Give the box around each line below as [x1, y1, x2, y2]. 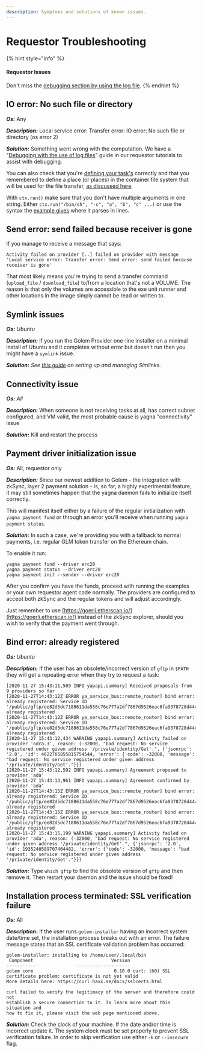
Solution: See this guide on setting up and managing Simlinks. [6, 362, 161, 369]
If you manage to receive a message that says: [6, 240, 122, 247]
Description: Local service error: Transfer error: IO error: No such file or [6, 127, 185, 134]
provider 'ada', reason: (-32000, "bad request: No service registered [6, 835, 189, 842]
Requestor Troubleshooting [6, 34, 147, 48]
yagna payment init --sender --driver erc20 [6, 571, 120, 578]
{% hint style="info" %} [6, 55, 65, 62]
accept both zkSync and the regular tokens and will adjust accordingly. [6, 595, 182, 602]
